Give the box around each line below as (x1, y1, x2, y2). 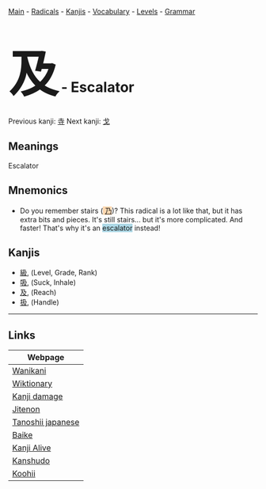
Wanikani (12, 366, 47, 377)
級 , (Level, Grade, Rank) (19, 268, 97, 278)
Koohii (12, 468, 36, 480)
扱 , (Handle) (19, 298, 59, 307)
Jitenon (12, 404, 40, 415)
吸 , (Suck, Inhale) (19, 278, 77, 287)
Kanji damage (12, 391, 63, 402)
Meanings (8, 140, 59, 154)
